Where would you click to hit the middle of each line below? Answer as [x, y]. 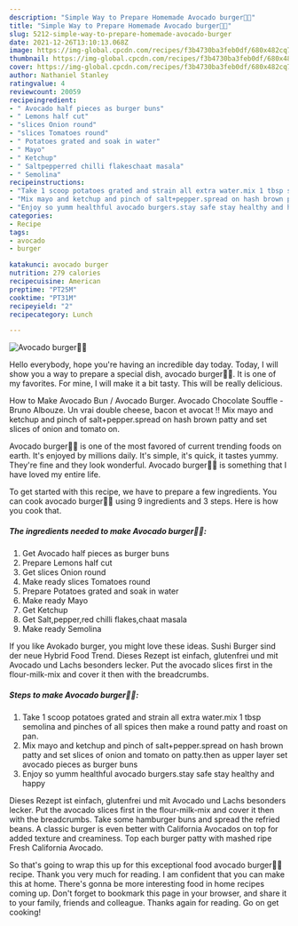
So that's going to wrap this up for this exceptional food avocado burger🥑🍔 [146, 865]
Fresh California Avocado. [56, 848]
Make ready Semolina [62, 629]
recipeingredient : [43, 100]
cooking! [25, 913]
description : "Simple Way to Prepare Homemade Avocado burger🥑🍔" [132, 17]
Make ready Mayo [55, 601]
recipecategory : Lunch [51, 315]
